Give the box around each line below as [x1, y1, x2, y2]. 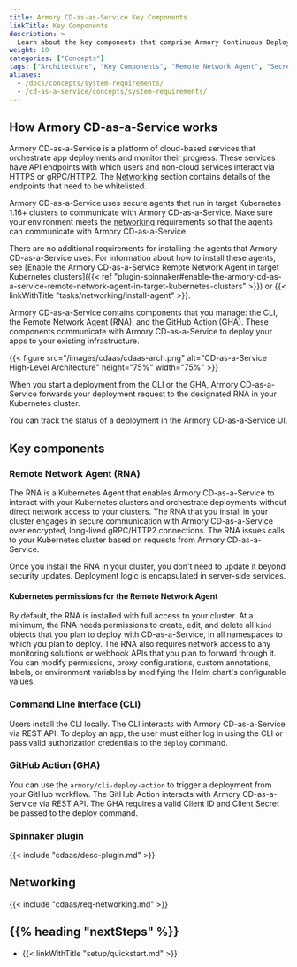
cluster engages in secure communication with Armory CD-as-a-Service [9, 516, 274, 526]
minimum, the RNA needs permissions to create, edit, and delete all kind [9, 620, 272, 631]
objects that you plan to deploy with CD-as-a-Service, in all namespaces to [9, 629, 283, 640]
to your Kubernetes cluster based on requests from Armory [9, 534, 225, 545]
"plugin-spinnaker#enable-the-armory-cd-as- [113, 272, 282, 282]
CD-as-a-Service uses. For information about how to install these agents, [9, 253, 277, 264]
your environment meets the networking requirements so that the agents [9, 217, 274, 227]
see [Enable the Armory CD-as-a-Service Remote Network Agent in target [9, 262, 280, 272]
